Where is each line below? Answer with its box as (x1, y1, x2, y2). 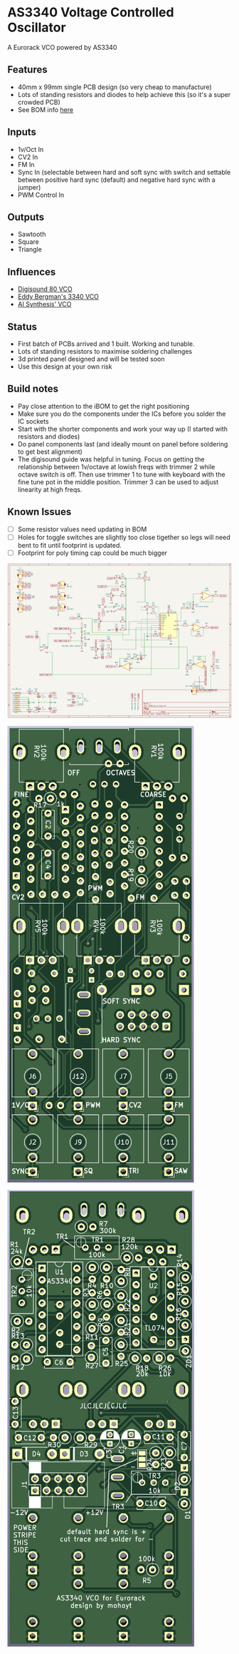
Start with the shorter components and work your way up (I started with (17, 424, 228, 433)
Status (7, 320, 38, 332)
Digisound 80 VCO (17, 285, 73, 293)
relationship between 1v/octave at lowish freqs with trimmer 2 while (17, 462, 216, 471)
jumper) (17, 183, 41, 191)
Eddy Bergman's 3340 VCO (17, 292, 100, 301)
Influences (7, 265, 56, 278)
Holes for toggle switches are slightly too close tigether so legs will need (17, 533, 230, 541)
